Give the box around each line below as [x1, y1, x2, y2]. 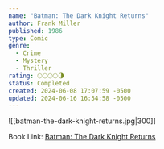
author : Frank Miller [8, 19, 81, 27]
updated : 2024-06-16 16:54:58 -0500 [8, 94, 131, 102]
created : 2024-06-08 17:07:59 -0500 [8, 86, 131, 95]
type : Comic [8, 34, 48, 43]
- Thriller [15, 64, 52, 72]
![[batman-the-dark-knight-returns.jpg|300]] [8, 116, 157, 126]
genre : [8, 42, 31, 50]
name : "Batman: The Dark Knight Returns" [8, 11, 150, 20]
